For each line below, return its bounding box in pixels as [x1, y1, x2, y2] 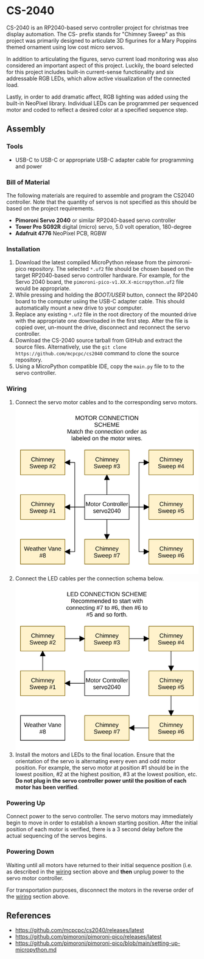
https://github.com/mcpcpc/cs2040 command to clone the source [15, 350, 180, 357]
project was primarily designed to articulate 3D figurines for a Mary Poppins [6, 37, 197, 44]
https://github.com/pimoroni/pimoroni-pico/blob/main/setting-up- [15, 939, 181, 947]
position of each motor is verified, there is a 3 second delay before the [6, 826, 183, 833]
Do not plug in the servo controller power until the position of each [15, 777, 187, 785]
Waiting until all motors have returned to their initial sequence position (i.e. [6, 861, 193, 868]
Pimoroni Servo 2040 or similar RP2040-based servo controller [15, 217, 176, 224]
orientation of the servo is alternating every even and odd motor [15, 758, 176, 765]
